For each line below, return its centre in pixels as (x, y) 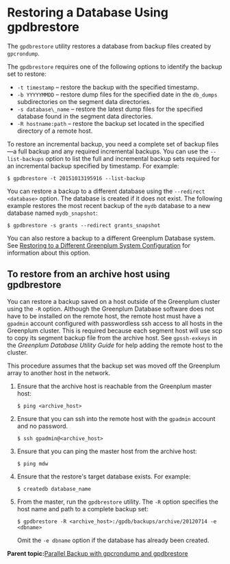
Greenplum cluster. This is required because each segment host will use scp (115, 331)
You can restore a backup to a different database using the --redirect (106, 191)
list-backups (26, 159)
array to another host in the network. (59, 373)
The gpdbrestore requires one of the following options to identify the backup (115, 66)
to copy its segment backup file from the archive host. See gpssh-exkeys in (112, 337)
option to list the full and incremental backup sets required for (132, 158)
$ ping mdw (33, 463)
